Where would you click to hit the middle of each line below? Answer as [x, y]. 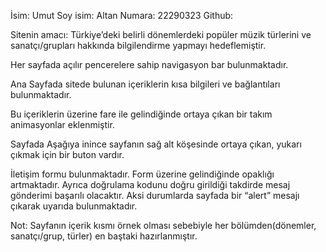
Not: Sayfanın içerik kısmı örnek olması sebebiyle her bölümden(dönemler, [163, 225]
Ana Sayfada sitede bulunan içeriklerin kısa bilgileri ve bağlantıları [145, 84]
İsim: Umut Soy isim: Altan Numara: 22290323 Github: [122, 15]
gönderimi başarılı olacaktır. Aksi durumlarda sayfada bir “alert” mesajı [155, 195]
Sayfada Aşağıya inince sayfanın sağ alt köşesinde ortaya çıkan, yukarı [156, 144]
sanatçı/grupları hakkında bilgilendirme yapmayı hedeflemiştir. [138, 45]
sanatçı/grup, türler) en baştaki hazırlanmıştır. [104, 236]
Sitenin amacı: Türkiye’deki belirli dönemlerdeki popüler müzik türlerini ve [161, 34]
